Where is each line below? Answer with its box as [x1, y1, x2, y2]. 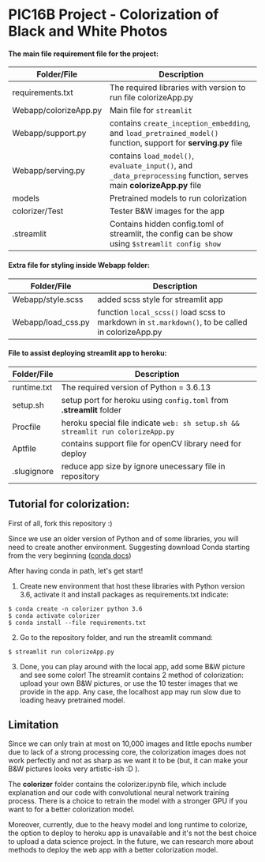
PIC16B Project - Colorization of [8, 6, 219, 24]
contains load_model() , [109, 150, 195, 161]
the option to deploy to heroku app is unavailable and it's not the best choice [8, 828, 257, 838]
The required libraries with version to [109, 82, 246, 93]
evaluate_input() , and [109, 160, 193, 171]
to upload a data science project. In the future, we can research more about [8, 837, 254, 846]
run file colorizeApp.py [109, 92, 194, 104]
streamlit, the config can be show [109, 228, 233, 239]
